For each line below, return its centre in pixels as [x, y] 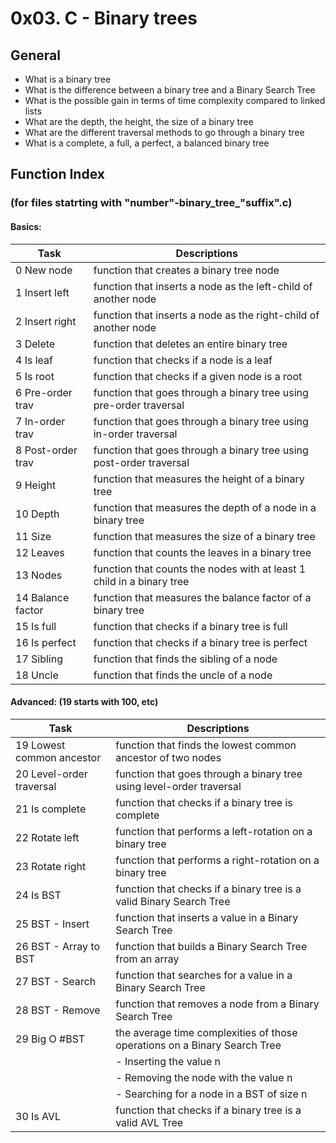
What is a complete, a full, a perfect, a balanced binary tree [147, 143]
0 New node [44, 270]
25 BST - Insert [52, 924]
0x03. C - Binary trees [104, 18]
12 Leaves [40, 552]
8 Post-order [46, 450]
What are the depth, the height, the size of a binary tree [139, 121]
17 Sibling [39, 659]
